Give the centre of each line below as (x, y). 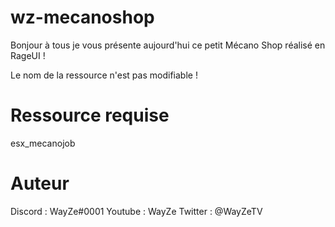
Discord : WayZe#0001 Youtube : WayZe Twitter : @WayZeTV (136, 211)
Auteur (40, 183)
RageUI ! (28, 55)
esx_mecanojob (43, 143)
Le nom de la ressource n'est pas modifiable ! (104, 75)
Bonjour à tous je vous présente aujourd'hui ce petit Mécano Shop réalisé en (168, 45)
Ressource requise (90, 115)
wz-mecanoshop (82, 17)
